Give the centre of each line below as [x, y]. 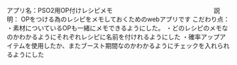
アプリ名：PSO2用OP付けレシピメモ [60, 10]
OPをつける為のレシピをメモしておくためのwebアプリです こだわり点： [125, 19]
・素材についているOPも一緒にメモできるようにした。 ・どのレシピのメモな [117, 28]
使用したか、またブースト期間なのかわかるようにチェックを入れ [124, 46]
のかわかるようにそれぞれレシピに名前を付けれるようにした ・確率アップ [113, 37]
